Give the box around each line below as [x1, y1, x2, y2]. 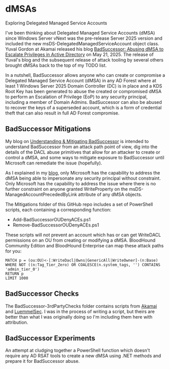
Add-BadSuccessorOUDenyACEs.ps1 [12, 216, 91, 222]
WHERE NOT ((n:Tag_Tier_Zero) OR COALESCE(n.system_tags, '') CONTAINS [5, 262, 160, 267]
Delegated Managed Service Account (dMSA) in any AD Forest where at [5, 77, 156, 83]
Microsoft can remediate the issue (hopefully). [5, 160, 103, 166]
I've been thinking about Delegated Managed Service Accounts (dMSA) [5, 30, 155, 36]
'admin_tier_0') [5, 267, 40, 272]
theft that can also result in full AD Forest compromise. [5, 110, 120, 116]
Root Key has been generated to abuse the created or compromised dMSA [5, 88, 162, 94]
